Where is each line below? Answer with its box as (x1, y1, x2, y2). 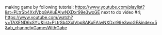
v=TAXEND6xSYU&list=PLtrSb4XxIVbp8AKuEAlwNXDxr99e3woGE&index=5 (5, 19, 158, 25)
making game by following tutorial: (5, 4, 74, 10)
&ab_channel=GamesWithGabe (5, 25, 67, 31)
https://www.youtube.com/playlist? (75, 4, 145, 10)
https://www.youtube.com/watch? (5, 15, 73, 20)
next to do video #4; (101, 9, 142, 15)
